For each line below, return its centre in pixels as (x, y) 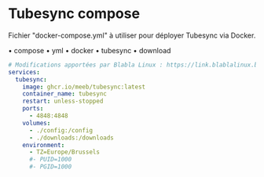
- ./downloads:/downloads (71, 138)
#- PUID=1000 (50, 160)
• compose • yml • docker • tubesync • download (90, 50)
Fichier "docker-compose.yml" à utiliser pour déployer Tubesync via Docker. (132, 35)
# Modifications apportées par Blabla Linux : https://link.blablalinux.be (135, 65)
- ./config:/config (60, 130)
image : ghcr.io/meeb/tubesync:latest (84, 87)
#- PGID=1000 (50, 167)
